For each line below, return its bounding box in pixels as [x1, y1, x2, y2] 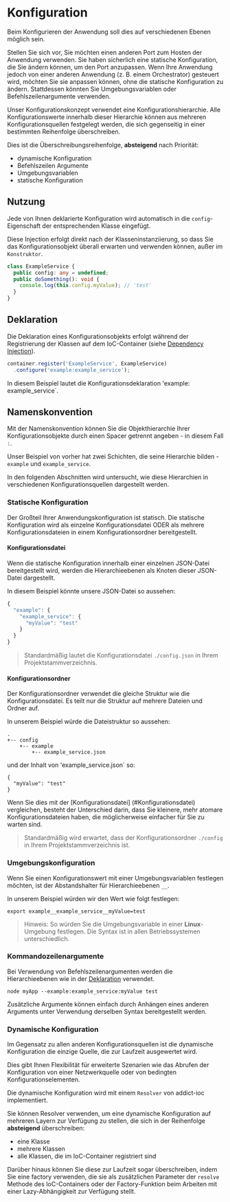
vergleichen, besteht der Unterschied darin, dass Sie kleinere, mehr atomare [7, 805, 223, 814]
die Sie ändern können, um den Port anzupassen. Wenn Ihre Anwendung [7, 63, 213, 71]
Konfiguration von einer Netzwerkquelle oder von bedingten [7, 1068, 177, 1077]
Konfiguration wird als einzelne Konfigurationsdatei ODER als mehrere [7, 520, 205, 529]
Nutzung [7, 196, 46, 208]
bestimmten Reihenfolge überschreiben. [7, 127, 121, 136]
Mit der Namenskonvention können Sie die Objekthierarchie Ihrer [7, 425, 191, 433]
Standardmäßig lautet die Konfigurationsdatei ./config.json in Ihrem [23, 651, 218, 659]
